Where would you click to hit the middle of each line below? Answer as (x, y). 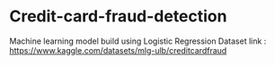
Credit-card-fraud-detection (118, 16)
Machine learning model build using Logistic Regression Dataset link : (138, 41)
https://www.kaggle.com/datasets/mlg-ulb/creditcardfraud (118, 50)
